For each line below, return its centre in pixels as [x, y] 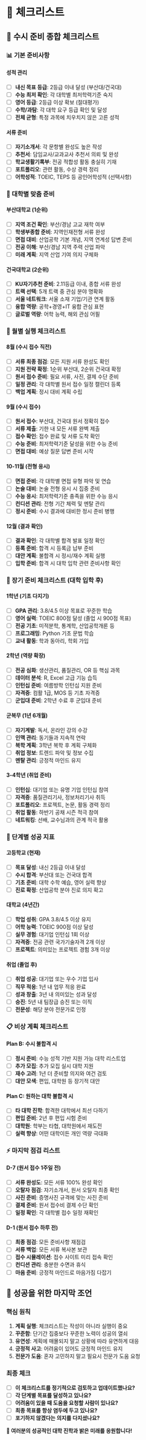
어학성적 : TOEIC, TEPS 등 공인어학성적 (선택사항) [73, 177]
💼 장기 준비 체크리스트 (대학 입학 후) [55, 581]
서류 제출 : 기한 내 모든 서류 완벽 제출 [57, 429]
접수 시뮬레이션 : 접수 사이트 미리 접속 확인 [64, 1257]
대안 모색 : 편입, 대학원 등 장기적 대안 [58, 1081]
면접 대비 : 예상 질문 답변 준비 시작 [54, 451]
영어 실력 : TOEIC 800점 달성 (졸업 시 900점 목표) [73, 618]
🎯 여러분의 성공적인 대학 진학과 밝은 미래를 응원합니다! [69, 1430]
